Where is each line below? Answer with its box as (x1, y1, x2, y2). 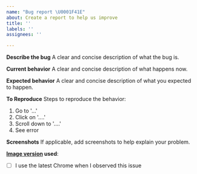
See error (15, 127, 39, 134)
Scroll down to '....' (15, 120, 62, 128)
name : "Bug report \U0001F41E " (6, 9, 85, 15)
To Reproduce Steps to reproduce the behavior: (6, 96, 126, 103)
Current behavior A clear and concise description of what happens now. (6, 65, 188, 73)
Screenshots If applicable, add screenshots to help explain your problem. (6, 138, 190, 146)
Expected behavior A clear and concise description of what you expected (6, 77, 192, 85)
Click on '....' (15, 114, 46, 121)
